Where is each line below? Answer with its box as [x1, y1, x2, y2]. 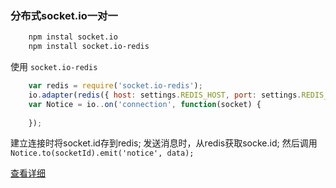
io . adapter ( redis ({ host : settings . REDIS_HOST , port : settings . [28, 90, 302, 100]
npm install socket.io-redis [28, 42, 150, 52]
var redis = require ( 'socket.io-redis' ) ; [28, 81, 203, 91]
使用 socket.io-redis [10, 61, 98, 73]
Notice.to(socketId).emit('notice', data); [10, 148, 195, 159]
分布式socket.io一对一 [10, 8, 118, 22]
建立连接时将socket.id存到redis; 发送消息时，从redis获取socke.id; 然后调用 [10, 137, 318, 149]
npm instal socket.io [28, 32, 118, 42]
